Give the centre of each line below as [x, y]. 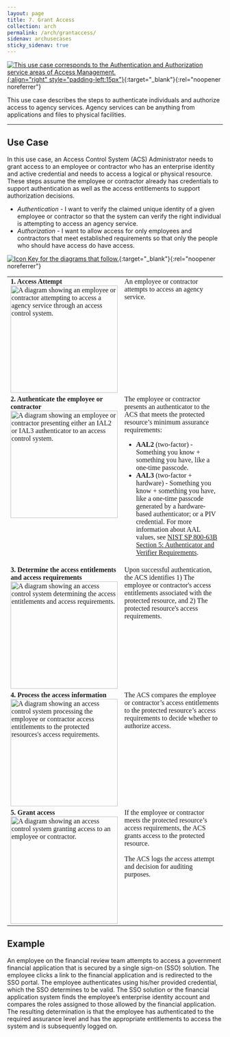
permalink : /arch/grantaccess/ [52, 33]
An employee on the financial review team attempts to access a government [114, 960]
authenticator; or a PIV [184, 514]
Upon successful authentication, [168, 570]
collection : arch [32, 26]
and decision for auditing [158, 866]
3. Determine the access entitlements [63, 570]
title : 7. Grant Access [41, 20]
